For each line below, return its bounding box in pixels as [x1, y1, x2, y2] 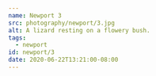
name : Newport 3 [8, 11, 62, 20]
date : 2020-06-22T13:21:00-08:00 [8, 56, 119, 64]
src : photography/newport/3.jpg [8, 19, 115, 27]
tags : [8, 33, 26, 42]
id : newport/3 [8, 48, 55, 56]
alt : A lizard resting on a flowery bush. [8, 26, 150, 34]
